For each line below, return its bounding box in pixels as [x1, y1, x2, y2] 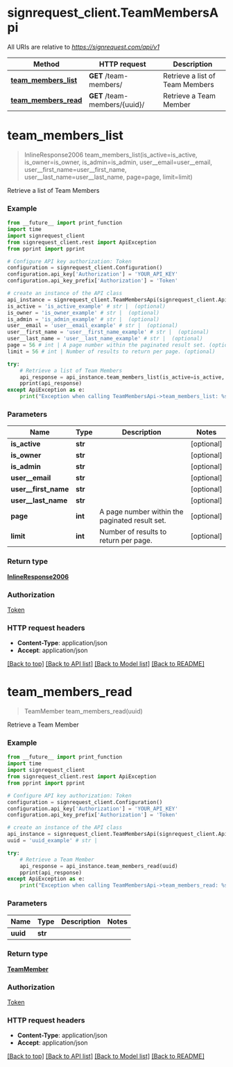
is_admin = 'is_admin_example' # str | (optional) [7, 315, 159, 323]
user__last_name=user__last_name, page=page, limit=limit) [24, 173, 193, 181]
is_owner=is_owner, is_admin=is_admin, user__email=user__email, [24, 158, 213, 166]
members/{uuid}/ [89, 100, 145, 109]
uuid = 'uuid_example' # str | [7, 837, 98, 844]
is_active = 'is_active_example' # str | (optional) [7, 303, 166, 310]
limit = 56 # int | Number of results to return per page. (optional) [7, 348, 216, 355]
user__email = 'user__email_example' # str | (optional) [7, 322, 178, 329]
